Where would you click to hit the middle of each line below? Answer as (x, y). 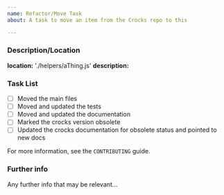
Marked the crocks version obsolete (69, 122)
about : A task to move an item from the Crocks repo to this (97, 20)
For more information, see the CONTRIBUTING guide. (79, 151)
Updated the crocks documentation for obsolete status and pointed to (117, 130)
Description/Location (44, 51)
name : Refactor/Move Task (44, 14)
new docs (31, 138)
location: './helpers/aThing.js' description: (68, 65)
